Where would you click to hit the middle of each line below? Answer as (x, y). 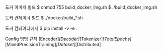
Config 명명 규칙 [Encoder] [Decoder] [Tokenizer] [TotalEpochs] (68, 39)
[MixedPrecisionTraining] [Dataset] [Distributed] (53, 44)
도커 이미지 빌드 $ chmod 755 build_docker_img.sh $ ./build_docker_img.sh (81, 7)
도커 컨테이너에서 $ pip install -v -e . (41, 28)
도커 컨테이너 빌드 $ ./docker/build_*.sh (44, 18)
